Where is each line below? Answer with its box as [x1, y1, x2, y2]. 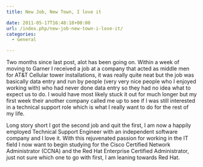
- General [12, 37, 36, 43]
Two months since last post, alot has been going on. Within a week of [6, 59, 180, 66]
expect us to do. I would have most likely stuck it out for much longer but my [6, 91, 197, 98]
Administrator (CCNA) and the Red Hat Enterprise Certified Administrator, [6, 148, 190, 155]
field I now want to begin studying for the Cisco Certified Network [6, 141, 171, 148]
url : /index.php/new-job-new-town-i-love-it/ [6, 25, 123, 31]
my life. [6, 110, 25, 117]
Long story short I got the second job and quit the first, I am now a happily [6, 122, 191, 129]
